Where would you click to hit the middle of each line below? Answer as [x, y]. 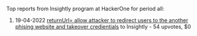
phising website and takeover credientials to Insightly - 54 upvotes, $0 [103, 27]
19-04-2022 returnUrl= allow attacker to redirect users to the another [102, 20]
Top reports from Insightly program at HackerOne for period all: [85, 9]
